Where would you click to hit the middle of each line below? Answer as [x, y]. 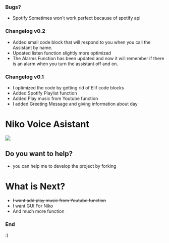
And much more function [38, 211]
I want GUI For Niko [33, 206]
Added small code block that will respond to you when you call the [81, 42]
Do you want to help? [39, 154]
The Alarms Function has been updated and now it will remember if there [88, 58]
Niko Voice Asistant [47, 124]
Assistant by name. [33, 47]
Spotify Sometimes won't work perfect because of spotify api [76, 18]
